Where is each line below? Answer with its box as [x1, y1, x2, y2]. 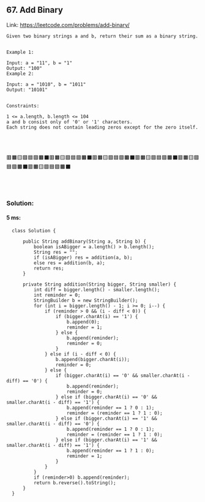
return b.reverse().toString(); [33, 479, 116, 486]
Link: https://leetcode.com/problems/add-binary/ [6, 21, 130, 28]
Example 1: [6, 49, 34, 55]
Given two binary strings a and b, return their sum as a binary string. [6, 33, 199, 39]
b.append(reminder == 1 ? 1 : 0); [66, 447, 155, 454]
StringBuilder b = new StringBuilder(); [33, 297, 138, 303]
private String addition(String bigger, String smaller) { [22, 281, 176, 287]
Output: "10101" [6, 86, 48, 93]
